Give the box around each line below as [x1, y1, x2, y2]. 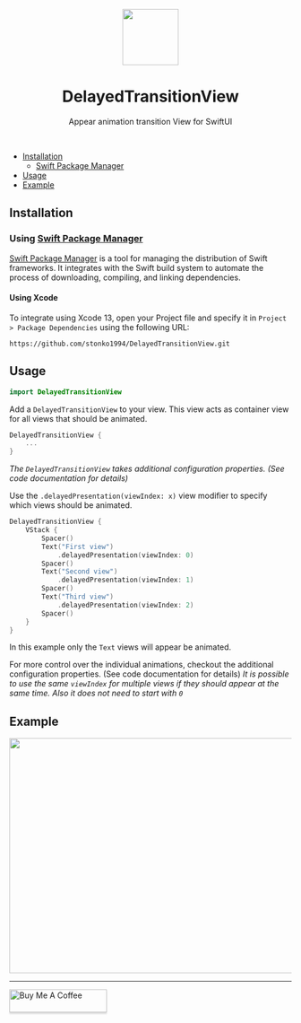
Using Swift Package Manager [9, 232, 143, 245]
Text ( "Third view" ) [41, 592, 115, 601]
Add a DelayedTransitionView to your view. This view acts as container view [9, 404, 289, 415]
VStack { [25, 526, 58, 535]
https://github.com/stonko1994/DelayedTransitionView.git [9, 339, 230, 348]
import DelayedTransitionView [9, 387, 123, 397]
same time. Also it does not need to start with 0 [9, 687, 184, 699]
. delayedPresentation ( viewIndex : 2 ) [56, 600, 194, 609]
